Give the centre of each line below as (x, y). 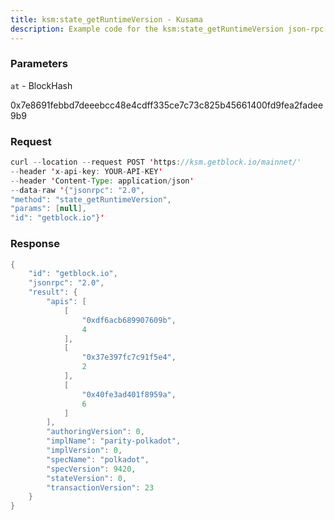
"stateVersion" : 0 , (87, 478)
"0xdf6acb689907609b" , (129, 320)
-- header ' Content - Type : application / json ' (102, 181)
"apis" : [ (66, 302)
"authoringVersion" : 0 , (95, 432)
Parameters (39, 64)
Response (35, 244)
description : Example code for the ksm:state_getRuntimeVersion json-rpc (167, 29)
